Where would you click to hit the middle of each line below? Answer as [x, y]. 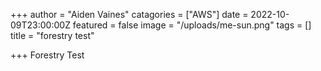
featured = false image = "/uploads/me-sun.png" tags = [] [192, 25]
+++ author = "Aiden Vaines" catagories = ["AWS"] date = [129, 14]
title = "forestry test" [52, 35]
